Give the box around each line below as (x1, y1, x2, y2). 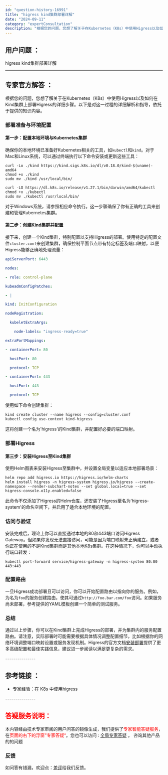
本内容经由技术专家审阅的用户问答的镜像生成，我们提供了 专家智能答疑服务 (5, 726, 158, 732)
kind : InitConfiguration (5, 302, 57, 307)
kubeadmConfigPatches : (5, 284, 52, 289)
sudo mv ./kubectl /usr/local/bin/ (5, 194, 79, 199)
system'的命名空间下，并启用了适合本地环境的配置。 (5, 504, 113, 510)
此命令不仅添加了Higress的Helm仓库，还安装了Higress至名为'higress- (5, 498, 149, 504)
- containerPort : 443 (5, 374, 50, 379)
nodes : (5, 265, 19, 271)
